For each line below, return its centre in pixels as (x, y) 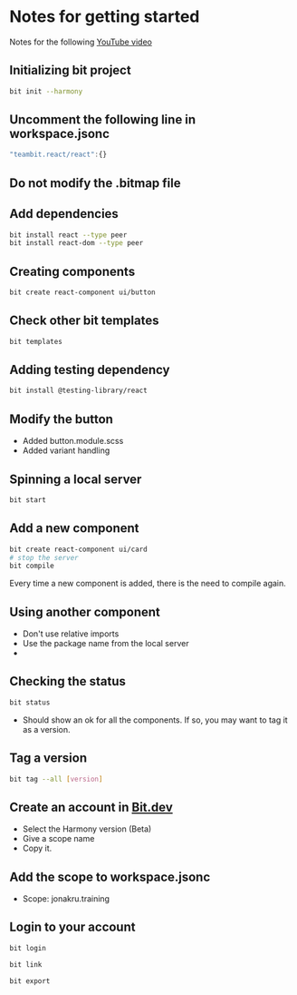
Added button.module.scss (73, 441)
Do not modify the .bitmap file (95, 183)
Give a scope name (58, 839)
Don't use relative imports (71, 634)
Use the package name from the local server (105, 644)
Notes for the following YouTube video (81, 42)
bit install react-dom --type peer (77, 243)
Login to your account (72, 927)
